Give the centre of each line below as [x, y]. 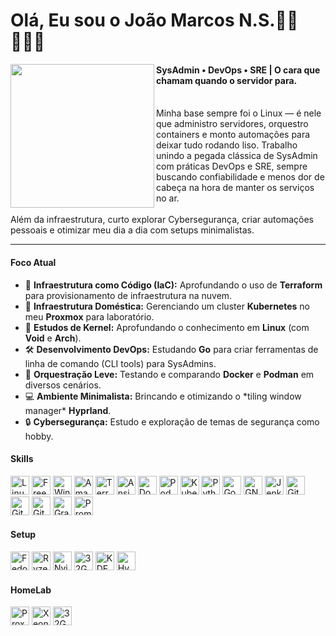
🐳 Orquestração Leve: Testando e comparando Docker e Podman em [169, 374]
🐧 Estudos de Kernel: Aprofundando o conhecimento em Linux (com [167, 327]
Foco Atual [33, 262]
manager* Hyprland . [68, 410]
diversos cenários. [63, 385]
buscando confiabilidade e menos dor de [240, 177]
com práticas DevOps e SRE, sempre [232, 166]
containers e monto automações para [233, 135]
